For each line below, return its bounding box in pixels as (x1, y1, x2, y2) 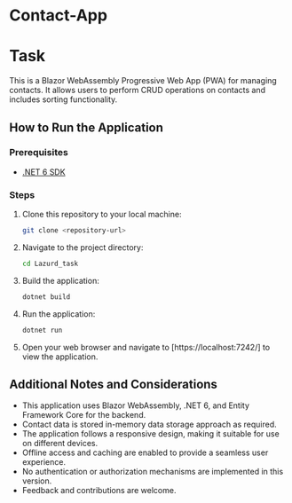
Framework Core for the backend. (21, 410, 146, 420)
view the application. (21, 351, 99, 362)
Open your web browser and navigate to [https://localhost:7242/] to (21, 342, 271, 352)
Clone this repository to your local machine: (21, 209, 182, 220)
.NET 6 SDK (21, 166, 66, 177)
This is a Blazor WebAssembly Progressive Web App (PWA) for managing (9, 75, 277, 86)
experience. (21, 457, 67, 468)
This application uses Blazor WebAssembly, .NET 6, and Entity (21, 400, 250, 411)
